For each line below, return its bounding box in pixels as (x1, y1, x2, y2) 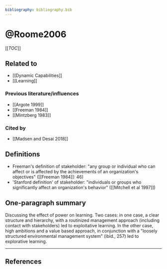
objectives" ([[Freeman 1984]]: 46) (12, 174, 83, 180)
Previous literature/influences (5, 90, 79, 97)
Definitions (5, 150, 40, 159)
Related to (5, 59, 37, 67)
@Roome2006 (5, 28, 67, 40)
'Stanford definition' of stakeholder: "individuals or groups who (12, 179, 142, 185)
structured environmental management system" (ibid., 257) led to (5, 233, 139, 239)
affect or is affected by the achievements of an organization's (12, 168, 139, 174)
